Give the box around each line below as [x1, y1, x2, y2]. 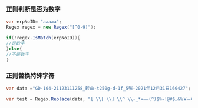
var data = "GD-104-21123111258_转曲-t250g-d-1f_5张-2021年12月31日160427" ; [6, 85, 191, 92]
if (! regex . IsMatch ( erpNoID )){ [6, 35, 81, 41]
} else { [6, 46, 22, 52]
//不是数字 [6, 51, 29, 57]
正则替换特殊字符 [6, 72, 55, 80]
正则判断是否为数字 [6, 5, 61, 13]
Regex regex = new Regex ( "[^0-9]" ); [6, 25, 96, 31]
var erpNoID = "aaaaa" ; [6, 19, 62, 25]
